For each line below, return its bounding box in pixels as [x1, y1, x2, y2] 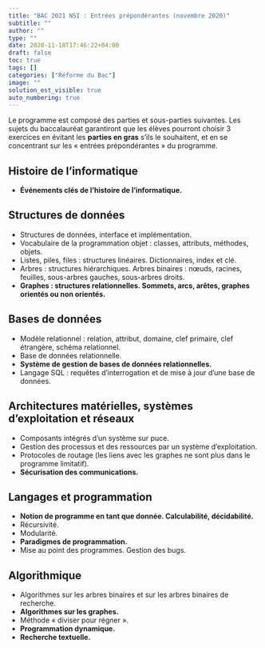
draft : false [8, 49, 52, 57]
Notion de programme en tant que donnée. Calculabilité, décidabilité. [19, 511, 254, 521]
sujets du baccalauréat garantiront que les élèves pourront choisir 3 [8, 124, 231, 134]
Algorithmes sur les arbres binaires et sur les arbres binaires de [19, 590, 229, 600]
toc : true [8, 57, 42, 65]
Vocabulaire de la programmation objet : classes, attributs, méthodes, [19, 238, 249, 248]
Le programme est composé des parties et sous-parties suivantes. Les [8, 115, 241, 125]
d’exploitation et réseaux [8, 412, 135, 426]
